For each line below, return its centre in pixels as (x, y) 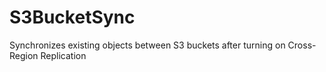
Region (24, 55)
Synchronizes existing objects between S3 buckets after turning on (147, 45)
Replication (63, 55)
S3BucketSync (72, 17)
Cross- (302, 45)
